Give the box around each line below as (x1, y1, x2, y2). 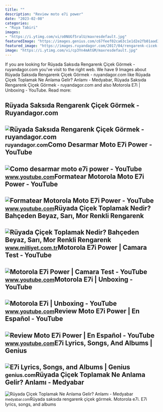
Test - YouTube (5, 251, 52, 260)
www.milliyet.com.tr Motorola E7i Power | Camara (5, 243, 147, 252)
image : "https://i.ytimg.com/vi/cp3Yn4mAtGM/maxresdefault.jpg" (5, 48, 138, 53)
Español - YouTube (5, 315, 63, 323)
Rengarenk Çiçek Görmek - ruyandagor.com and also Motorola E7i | (5, 82, 141, 88)
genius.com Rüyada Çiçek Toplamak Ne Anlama (5, 371, 146, 379)
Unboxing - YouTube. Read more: (5, 87, 72, 93)
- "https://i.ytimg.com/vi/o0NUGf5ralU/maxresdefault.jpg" (5, 35, 127, 39)
